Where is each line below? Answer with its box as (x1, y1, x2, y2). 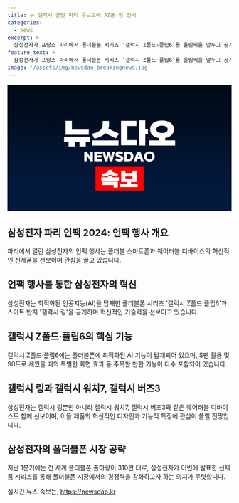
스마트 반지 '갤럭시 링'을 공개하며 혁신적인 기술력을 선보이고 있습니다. (7, 307, 199, 316)
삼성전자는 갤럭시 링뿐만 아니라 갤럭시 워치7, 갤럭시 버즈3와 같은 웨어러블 (7, 403, 210, 411)
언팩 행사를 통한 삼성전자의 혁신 (7, 278, 137, 291)
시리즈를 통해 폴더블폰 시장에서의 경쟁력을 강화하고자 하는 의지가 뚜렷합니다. (14, 472, 226, 481)
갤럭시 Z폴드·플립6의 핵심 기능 (7, 331, 133, 343)
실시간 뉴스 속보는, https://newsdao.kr (7, 487, 116, 496)
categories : (7, 18, 43, 26)
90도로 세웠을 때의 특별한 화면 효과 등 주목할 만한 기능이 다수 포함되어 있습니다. (7, 359, 228, 368)
